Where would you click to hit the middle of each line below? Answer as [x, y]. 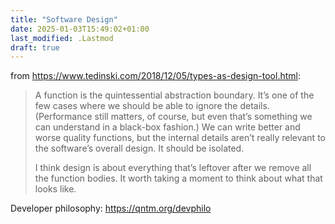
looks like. [55, 189]
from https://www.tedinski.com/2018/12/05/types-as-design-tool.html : [155, 76]
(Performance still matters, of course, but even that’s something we [173, 117]
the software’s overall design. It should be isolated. [139, 148]
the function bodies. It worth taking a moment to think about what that [178, 178]
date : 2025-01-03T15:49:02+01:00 [80, 29]
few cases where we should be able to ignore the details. [152, 106]
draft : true [35, 47]
